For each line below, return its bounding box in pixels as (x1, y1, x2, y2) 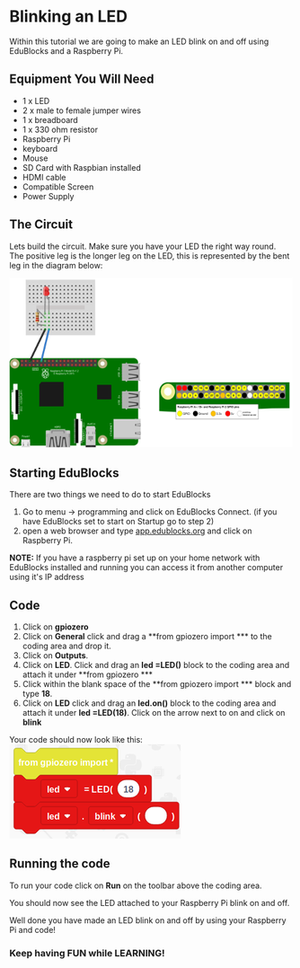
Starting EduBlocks (9, 465, 119, 480)
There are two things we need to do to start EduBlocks (9, 489, 211, 500)
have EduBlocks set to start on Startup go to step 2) (22, 516, 215, 527)
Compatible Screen (22, 181, 94, 192)
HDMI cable (22, 172, 66, 182)
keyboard (22, 143, 58, 154)
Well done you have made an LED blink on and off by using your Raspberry (9, 914, 287, 926)
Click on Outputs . (22, 650, 89, 661)
